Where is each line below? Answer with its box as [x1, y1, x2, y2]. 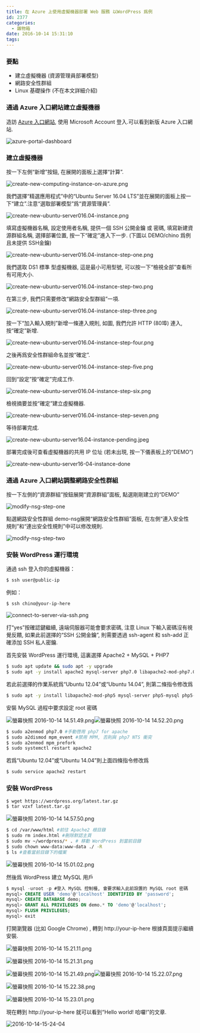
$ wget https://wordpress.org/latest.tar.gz [6, 798, 118, 804]
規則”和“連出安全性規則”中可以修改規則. [6, 523, 104, 530]
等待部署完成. [6, 424, 40, 431]
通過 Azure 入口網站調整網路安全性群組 [6, 476, 118, 485]
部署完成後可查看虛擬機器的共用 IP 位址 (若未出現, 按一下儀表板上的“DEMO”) [6, 448, 193, 455]
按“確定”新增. [6, 327, 39, 334]
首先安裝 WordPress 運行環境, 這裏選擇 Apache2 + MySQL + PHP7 [6, 652, 170, 659]
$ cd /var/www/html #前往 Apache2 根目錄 [6, 827, 106, 833]
